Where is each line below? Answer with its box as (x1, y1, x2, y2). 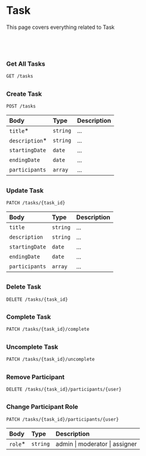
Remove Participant (6, 372, 65, 381)
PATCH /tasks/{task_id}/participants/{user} (6, 416, 119, 422)
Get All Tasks (6, 60, 45, 68)
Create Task (6, 90, 42, 98)
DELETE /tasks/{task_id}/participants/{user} (6, 386, 121, 393)
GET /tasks (6, 73, 34, 79)
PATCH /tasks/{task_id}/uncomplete (6, 356, 95, 363)
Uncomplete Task (6, 342, 59, 351)
